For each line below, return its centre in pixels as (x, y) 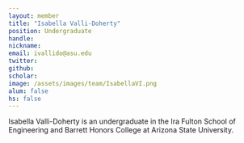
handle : (21, 38)
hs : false (25, 99)
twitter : (23, 61)
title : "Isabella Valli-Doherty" (65, 23)
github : (21, 69)
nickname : (25, 46)
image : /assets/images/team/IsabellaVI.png (83, 83)
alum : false (28, 91)
